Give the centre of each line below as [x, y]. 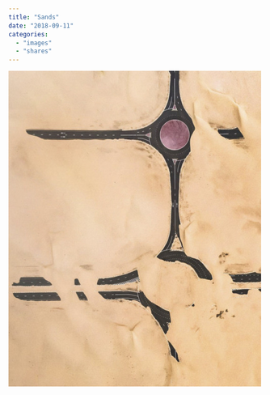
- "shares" [34, 51]
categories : [28, 34]
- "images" [34, 43]
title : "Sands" [34, 17]
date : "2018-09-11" [41, 25]
